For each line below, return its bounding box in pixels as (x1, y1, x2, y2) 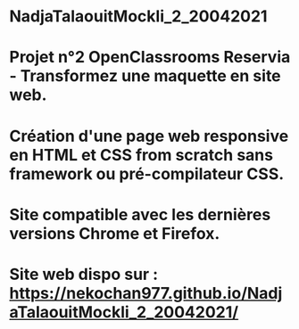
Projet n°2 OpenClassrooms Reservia (9, 47, 291, 68)
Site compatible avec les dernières (9, 204, 271, 225)
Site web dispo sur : (9, 264, 159, 284)
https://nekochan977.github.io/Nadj (9, 283, 283, 303)
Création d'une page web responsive (9, 126, 289, 146)
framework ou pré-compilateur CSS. (9, 163, 285, 184)
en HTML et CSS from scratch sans (9, 144, 274, 165)
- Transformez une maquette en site (9, 66, 281, 86)
